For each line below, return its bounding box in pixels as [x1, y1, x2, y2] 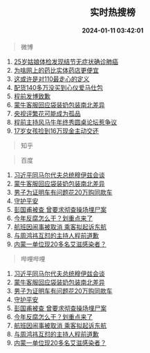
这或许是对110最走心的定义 [13, 75, 90, 83]
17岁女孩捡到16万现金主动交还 [13, 127, 99, 135]
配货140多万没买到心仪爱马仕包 [13, 83, 104, 91]
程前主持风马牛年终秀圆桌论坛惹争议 [13, 118, 118, 126]
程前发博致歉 [13, 92, 50, 100]
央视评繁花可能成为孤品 [13, 109, 81, 118]
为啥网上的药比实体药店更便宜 [13, 66, 99, 74]
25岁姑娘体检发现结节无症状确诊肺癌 [13, 57, 119, 66]
